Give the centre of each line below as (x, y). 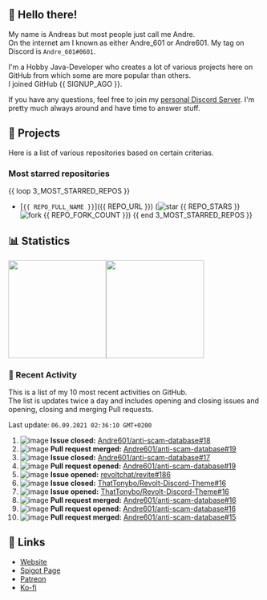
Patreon (33, 578)
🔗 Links (27, 543)
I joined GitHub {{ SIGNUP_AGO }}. (65, 84)
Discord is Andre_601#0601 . (52, 51)
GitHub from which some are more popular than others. (100, 75)
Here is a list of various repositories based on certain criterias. (111, 153)
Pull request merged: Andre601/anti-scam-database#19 (144, 449)
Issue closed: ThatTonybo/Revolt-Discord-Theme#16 (139, 484)
